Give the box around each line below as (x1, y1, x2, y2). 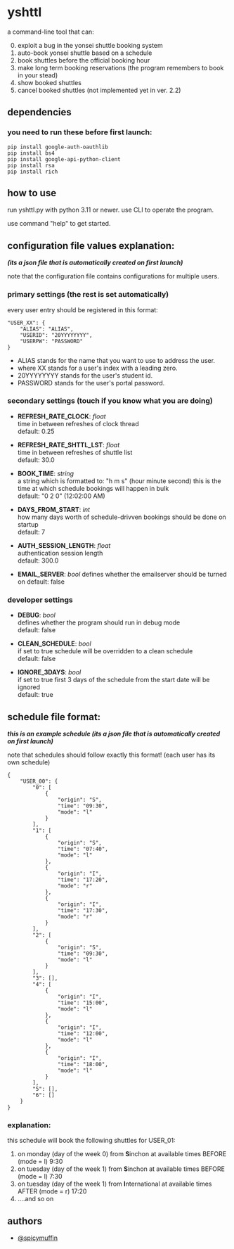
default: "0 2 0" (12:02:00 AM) (17, 492, 105, 500)
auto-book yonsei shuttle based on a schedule (17, 49, 152, 57)
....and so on (17, 1195, 54, 1203)
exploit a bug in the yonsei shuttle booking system (17, 41, 163, 49)
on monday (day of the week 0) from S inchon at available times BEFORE (17, 1150, 227, 1158)
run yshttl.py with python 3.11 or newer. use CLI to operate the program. (7, 205, 214, 214)
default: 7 (17, 527, 46, 536)
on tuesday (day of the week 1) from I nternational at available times (17, 1179, 212, 1189)
